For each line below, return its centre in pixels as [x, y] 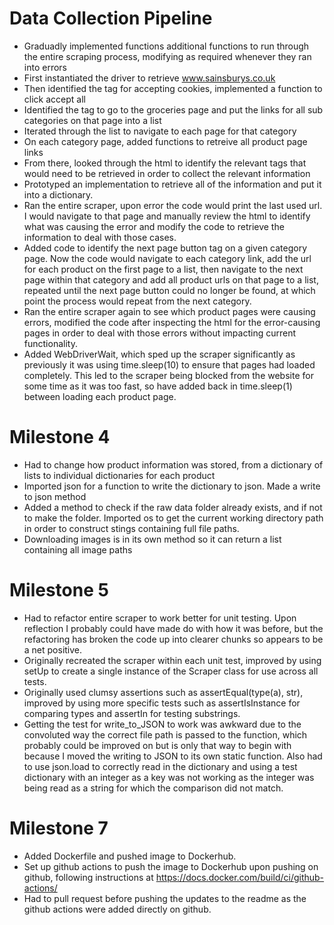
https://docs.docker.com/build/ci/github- [240, 877]
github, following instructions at [88, 877]
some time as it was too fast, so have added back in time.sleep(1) [158, 386]
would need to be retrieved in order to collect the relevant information [167, 173]
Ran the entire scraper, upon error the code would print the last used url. [173, 205]
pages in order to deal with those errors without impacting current [160, 333]
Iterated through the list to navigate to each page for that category [160, 131]
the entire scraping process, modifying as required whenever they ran [167, 56]
